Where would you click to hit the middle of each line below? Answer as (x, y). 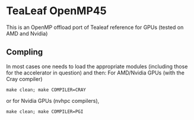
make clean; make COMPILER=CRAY (46, 90)
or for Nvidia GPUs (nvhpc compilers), (53, 100)
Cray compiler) (24, 79)
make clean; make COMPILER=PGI (45, 111)
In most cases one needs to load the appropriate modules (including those (97, 66)
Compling (25, 52)
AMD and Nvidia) (27, 33)
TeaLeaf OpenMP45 (56, 11)
